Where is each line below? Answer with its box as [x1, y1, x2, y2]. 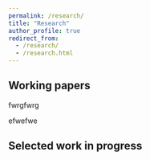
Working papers [8, 79, 91, 92]
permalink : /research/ [8, 11, 84, 20]
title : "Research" [8, 19, 70, 27]
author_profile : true [8, 27, 81, 35]
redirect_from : [8, 34, 59, 43]
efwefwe [8, 116, 38, 125]
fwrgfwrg [8, 100, 39, 109]
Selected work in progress [8, 139, 143, 153]
